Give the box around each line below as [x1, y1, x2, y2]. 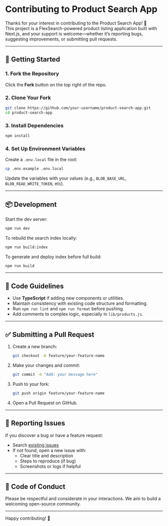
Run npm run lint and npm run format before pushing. [12, 306, 124, 312]
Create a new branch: [12, 344, 57, 350]
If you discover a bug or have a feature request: [5, 432, 103, 438]
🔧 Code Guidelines [5, 282, 64, 290]
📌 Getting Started [5, 55, 60, 64]
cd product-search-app [5, 110, 52, 115]
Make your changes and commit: [12, 362, 80, 368]
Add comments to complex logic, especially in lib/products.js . [12, 311, 143, 317]
